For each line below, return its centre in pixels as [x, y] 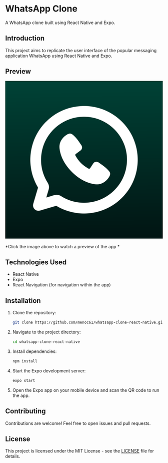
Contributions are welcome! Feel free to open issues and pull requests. [78, 423]
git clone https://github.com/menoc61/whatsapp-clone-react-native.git [88, 323]
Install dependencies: [34, 351]
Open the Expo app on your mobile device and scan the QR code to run [86, 390]
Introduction [25, 38]
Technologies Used [36, 262]
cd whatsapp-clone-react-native [46, 342]
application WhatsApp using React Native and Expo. [59, 56]
